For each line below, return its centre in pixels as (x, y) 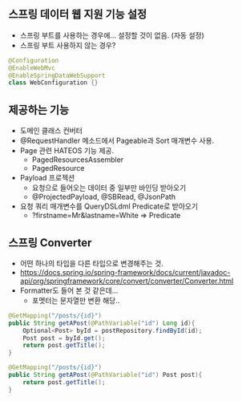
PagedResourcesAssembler (78, 160)
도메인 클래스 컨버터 (51, 131)
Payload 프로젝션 (47, 178)
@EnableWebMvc (32, 68)
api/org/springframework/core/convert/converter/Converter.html (127, 281)
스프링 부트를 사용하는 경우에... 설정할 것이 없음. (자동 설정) (112, 35)
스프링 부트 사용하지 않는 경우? (68, 45)
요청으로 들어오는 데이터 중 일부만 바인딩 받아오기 (109, 188)
